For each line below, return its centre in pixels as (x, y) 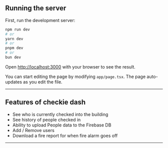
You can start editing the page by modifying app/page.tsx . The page (75, 76)
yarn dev (14, 39)
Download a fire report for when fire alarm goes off (65, 135)
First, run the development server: (40, 20)
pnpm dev (14, 48)
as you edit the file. (43, 81)
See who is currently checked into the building (60, 114)
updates (14, 81)
